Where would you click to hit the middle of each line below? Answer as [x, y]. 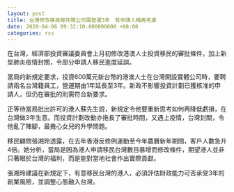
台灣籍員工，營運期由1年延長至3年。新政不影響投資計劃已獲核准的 [120, 86]
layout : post [26, 14]
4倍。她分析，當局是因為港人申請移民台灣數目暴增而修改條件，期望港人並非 [116, 150]
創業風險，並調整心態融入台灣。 [53, 182]
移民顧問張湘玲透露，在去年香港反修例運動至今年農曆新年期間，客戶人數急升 [117, 141]
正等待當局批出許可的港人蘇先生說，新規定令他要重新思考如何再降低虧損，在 [117, 109]
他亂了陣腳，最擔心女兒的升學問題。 [59, 126]
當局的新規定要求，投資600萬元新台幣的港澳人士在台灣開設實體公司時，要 [114, 77]
